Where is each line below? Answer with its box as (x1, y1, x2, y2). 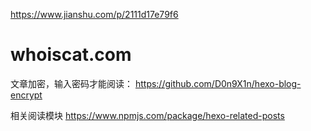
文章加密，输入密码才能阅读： (10, 77, 133, 89)
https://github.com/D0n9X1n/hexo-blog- (134, 77, 302, 89)
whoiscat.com (10, 44, 132, 66)
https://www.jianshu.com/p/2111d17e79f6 (10, 9, 179, 20)
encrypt (10, 89, 43, 101)
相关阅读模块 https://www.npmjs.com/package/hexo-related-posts (10, 109, 285, 121)
